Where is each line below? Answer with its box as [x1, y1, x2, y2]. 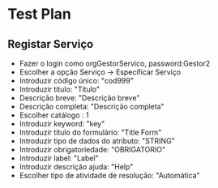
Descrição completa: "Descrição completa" [19, 102, 165, 111]
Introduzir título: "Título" [19, 84, 100, 94]
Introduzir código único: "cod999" [19, 76, 135, 85]
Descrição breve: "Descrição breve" [19, 93, 140, 102]
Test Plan [7, 5, 72, 23]
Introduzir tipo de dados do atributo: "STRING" [19, 136, 175, 146]
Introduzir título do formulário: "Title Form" [19, 127, 162, 137]
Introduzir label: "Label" [19, 153, 99, 163]
